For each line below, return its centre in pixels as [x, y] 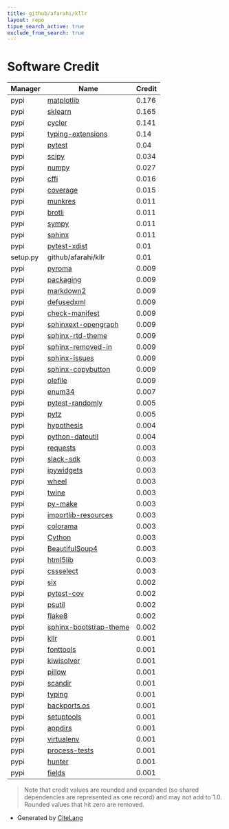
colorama [62, 526]
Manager [26, 89]
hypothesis [65, 426]
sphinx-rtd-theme [77, 336]
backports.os [68, 706]
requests [62, 448]
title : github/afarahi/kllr [47, 13]
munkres [61, 201]
